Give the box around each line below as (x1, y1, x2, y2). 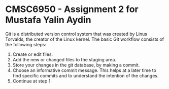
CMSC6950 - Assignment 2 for (5, 4, 139, 15)
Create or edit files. (12, 51, 53, 57)
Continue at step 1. (12, 78, 52, 84)
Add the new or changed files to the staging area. (12, 56, 117, 62)
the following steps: (5, 41, 47, 47)
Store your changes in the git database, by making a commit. (12, 62, 140, 68)
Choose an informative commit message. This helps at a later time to (12, 67, 156, 73)
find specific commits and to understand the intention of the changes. (12, 72, 159, 78)
